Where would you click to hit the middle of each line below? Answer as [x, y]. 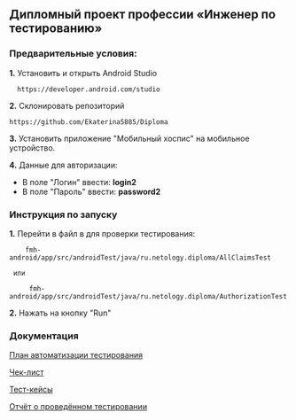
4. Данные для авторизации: [63, 165]
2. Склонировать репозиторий [67, 105]
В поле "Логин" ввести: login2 [79, 182]
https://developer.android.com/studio [89, 89]
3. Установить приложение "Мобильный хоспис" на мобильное [129, 138]
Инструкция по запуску [63, 214]
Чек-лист [27, 372]
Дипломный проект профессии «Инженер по [143, 15]
